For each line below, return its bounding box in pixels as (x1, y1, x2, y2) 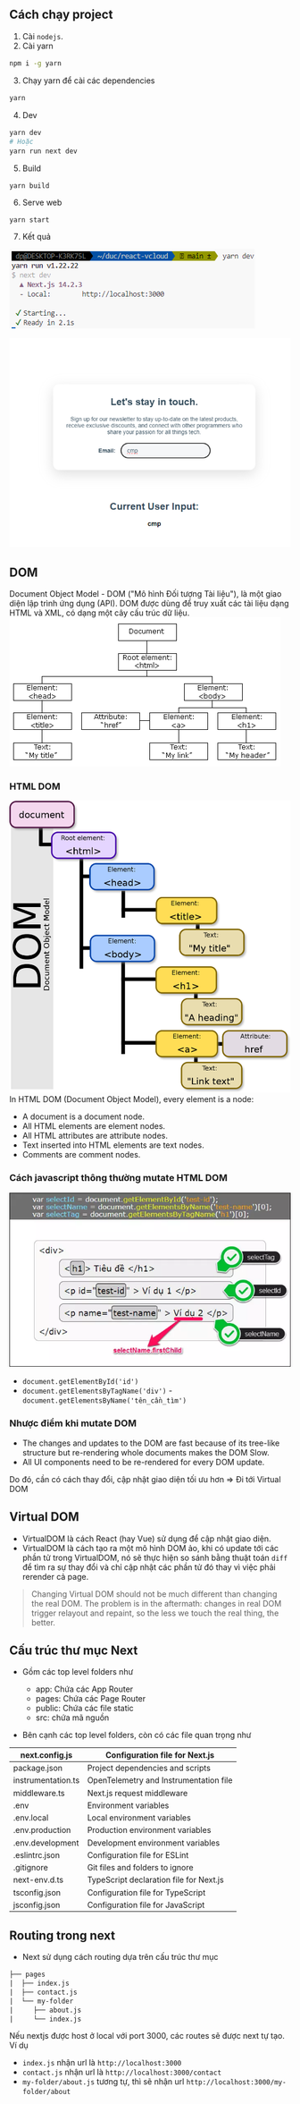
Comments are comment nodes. (21, 1150, 141, 1160)
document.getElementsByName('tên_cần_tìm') (21, 1396, 187, 1405)
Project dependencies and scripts (87, 1762, 212, 1774)
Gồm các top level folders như (21, 1667, 134, 1677)
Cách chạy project (9, 7, 113, 22)
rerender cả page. (21, 1571, 89, 1582)
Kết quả (21, 232, 52, 242)
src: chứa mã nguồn (35, 1712, 110, 1723)
